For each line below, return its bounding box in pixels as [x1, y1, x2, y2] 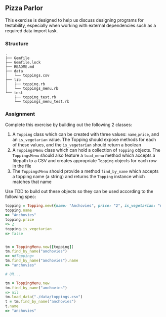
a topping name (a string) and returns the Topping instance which [12, 174, 145, 180]
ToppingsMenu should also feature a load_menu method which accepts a [12, 152, 156, 158]
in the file [12, 163, 32, 169]
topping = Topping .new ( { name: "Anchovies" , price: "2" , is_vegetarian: [5, 203, 156, 208]
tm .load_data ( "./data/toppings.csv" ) [5, 295, 83, 300]
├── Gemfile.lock [5, 60, 41, 65]
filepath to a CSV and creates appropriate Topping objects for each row [12, 158, 157, 164]
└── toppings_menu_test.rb [14, 99, 70, 104]
